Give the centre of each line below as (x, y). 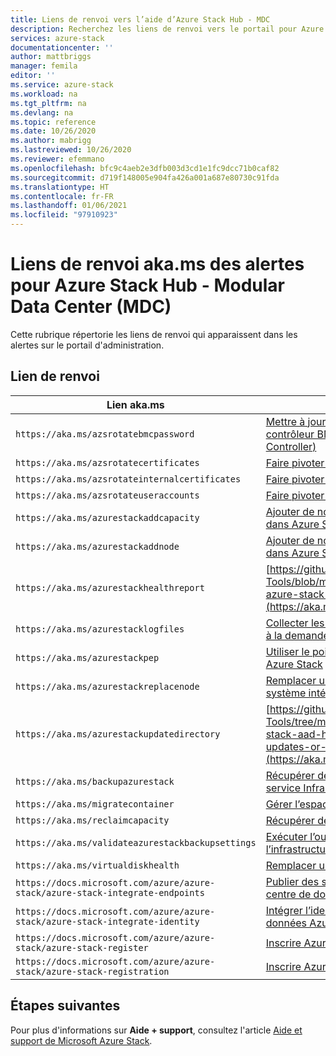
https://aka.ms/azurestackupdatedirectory (118, 734)
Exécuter (286, 836)
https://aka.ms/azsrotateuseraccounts (107, 495)
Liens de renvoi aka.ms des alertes (157, 264)
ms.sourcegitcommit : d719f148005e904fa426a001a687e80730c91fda (145, 177)
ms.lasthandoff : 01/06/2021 (69, 206)
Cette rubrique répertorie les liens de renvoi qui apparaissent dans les (154, 334)
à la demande (297, 635)
